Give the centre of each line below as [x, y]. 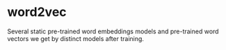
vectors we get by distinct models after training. [76, 38]
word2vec [37, 12]
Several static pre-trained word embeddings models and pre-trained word [113, 31]
